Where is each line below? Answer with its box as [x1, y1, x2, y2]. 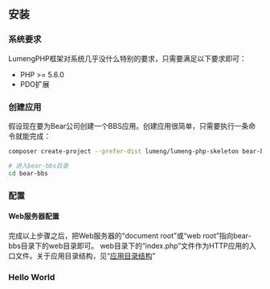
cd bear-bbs [8, 169, 48, 177]
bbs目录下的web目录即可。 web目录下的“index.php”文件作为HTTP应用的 [8, 241, 249, 250]
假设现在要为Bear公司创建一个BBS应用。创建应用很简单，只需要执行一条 [8, 121, 249, 130]
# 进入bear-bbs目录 [8, 162, 69, 170]
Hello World [8, 271, 55, 283]
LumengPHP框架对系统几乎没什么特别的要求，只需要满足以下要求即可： [8, 53, 247, 63]
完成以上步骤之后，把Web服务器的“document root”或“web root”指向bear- [8, 230, 252, 240]
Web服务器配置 [8, 212, 59, 221]
